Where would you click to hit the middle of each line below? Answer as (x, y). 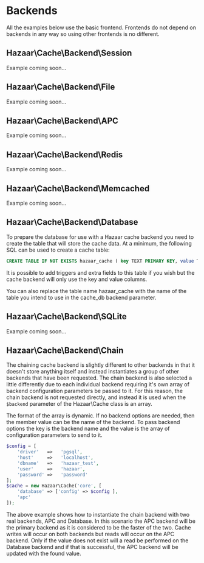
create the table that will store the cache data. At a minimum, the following (99, 243)
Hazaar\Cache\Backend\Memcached (78, 189)
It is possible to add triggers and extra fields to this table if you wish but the (100, 272)
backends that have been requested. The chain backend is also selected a (99, 378)
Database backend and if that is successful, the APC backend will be (92, 547)
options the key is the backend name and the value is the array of (88, 429)
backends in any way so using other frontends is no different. (83, 34)
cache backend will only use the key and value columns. (77, 279)
